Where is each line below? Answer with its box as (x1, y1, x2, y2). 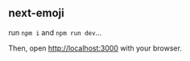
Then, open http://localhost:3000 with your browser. (8, 43, 183, 53)
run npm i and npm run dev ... (8, 27, 102, 37)
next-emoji (8, 6, 64, 20)
